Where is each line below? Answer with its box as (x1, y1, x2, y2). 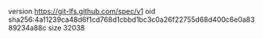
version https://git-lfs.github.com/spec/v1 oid (8, 7, 156, 16)
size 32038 (48, 23, 86, 32)
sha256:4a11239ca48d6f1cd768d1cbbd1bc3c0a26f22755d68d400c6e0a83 (8, 15, 255, 24)
